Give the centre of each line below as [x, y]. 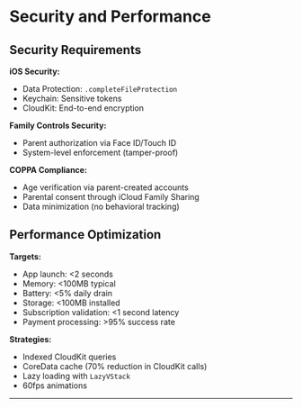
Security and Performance [110, 17]
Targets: [26, 256]
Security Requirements [75, 50]
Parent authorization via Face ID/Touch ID [99, 143]
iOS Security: [35, 71]
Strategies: [31, 339]
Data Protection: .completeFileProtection [100, 89]
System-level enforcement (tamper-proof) [100, 152]
